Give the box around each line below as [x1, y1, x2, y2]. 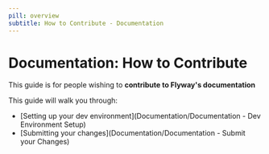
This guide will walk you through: [8, 95, 118, 105]
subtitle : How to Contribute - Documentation [8, 19, 163, 27]
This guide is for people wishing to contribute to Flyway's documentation [8, 80, 256, 90]
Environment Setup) [19, 120, 86, 129]
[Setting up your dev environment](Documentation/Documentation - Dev [19, 111, 262, 121]
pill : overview [8, 11, 60, 20]
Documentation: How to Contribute [8, 54, 248, 72]
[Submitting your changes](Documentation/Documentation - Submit [19, 128, 246, 138]
